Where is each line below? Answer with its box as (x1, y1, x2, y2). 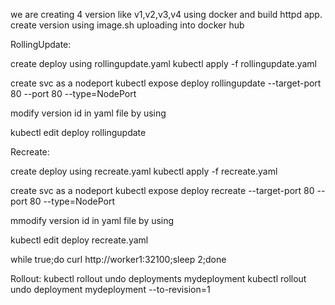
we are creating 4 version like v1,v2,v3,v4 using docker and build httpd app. (10, 9, 323, 20)
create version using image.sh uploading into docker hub (10, 19, 245, 31)
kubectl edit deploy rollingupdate (10, 127, 147, 138)
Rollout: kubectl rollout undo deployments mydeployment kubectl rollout (10, 273, 307, 284)
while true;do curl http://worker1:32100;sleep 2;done (10, 254, 227, 265)
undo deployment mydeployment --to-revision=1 (10, 284, 211, 295)
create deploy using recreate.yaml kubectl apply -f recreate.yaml (10, 165, 278, 177)
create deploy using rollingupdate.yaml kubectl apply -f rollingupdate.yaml (10, 58, 317, 69)
